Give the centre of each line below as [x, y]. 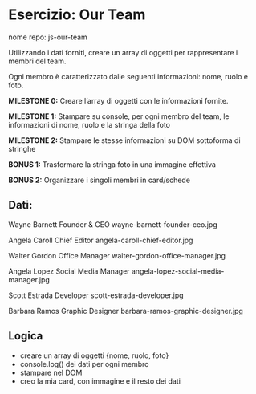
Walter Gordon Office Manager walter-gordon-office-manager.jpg [117, 255]
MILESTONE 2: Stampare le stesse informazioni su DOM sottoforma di [124, 140]
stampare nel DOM [51, 372]
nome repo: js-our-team [48, 37]
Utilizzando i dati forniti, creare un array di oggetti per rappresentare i [123, 52]
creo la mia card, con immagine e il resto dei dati [100, 381]
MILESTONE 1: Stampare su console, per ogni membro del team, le [119, 116]
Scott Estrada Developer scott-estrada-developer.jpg [96, 295]
